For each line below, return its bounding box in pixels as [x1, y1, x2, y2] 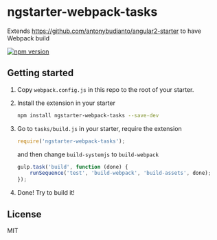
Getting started [7, 67, 74, 79]
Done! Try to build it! [16, 189, 76, 197]
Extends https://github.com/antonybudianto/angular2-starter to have [7, 27, 202, 35]
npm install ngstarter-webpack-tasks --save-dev [16, 112, 159, 119]
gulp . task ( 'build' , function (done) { [16, 163, 128, 170]
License [7, 208, 42, 220]
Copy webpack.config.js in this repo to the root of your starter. [16, 85, 194, 93]
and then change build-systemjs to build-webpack [16, 150, 159, 158]
